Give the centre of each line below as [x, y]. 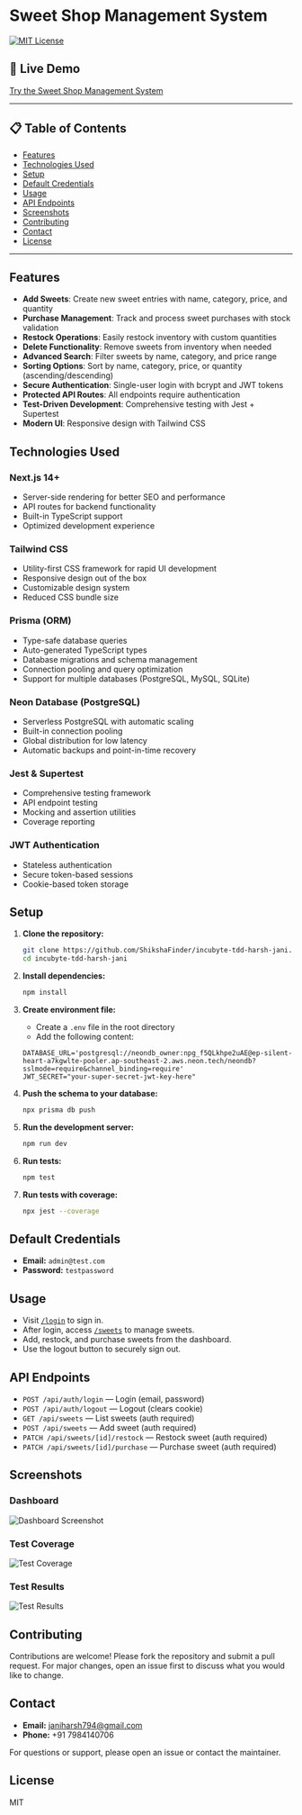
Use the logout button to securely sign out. [102, 1349]
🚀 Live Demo [45, 69]
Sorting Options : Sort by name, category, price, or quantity [132, 366]
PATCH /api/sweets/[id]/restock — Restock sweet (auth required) [145, 1437]
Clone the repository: [63, 934]
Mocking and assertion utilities [79, 812]
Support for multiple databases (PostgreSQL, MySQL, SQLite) [136, 678]
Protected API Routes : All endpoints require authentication [131, 395]
